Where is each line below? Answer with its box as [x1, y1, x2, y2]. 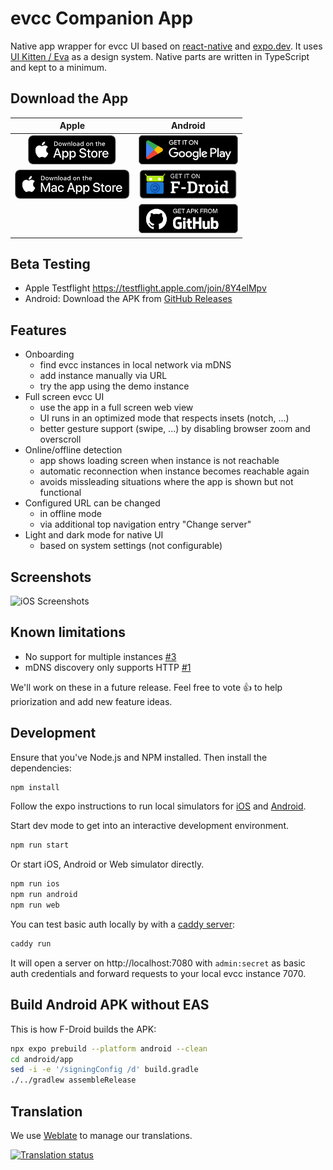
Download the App [10, 90, 129, 107]
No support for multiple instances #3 [24, 650, 177, 662]
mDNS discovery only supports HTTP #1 [24, 661, 192, 673]
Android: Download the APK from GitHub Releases [24, 293, 233, 305]
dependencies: [10, 762, 72, 774]
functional [39, 487, 82, 499]
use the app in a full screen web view [39, 402, 194, 414]
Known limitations [10, 624, 126, 641]
